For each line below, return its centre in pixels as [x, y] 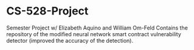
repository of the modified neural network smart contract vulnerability [94, 34]
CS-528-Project [47, 11]
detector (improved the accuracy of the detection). [70, 40]
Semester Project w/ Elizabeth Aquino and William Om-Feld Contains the [97, 28]
